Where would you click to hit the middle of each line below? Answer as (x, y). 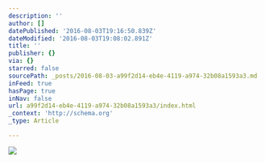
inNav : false (30, 98)
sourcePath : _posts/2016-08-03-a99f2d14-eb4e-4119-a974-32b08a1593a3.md (133, 76)
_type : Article (34, 121)
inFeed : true (30, 83)
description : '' (35, 16)
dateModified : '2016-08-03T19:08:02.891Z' (81, 38)
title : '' (25, 46)
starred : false (34, 69)
